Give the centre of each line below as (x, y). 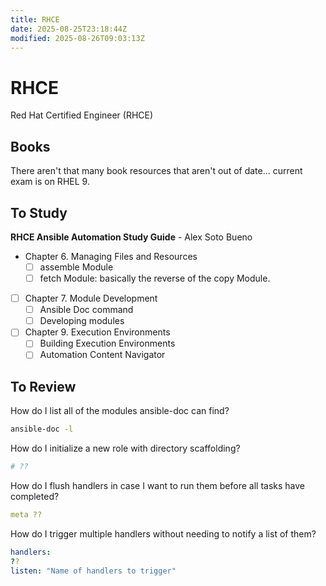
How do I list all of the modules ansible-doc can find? (120, 411)
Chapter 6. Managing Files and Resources (111, 256)
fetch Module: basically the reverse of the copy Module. (155, 278)
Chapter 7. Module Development (91, 298)
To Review (43, 386)
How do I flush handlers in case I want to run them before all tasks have (157, 485)
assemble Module (76, 267)
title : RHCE (35, 19)
